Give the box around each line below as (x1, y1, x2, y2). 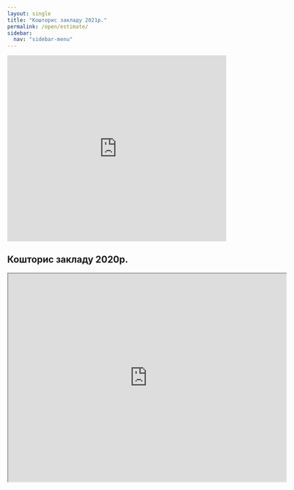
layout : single (7, 10, 51, 17)
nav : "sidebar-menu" (13, 36, 73, 43)
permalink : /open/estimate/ (7, 23, 89, 30)
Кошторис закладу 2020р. (7, 254, 129, 266)
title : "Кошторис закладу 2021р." (7, 17, 108, 24)
